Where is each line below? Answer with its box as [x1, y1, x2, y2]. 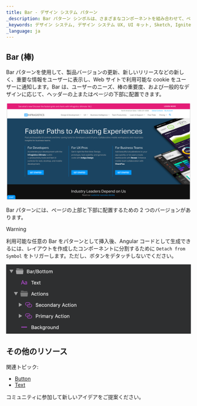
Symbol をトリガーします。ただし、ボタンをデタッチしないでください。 [6, 252, 177, 259]
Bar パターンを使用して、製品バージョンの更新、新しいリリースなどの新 [6, 69, 179, 76]
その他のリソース [6, 347, 67, 357]
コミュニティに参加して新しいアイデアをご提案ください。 [6, 393, 145, 400]
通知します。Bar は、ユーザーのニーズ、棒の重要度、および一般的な [21, 83, 185, 90]
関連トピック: [6, 363, 39, 370]
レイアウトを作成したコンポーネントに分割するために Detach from [26, 245, 186, 252]
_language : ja [6, 28, 41, 34]
